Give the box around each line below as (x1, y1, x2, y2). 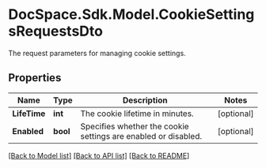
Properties (8, 71, 62, 84)
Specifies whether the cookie (80, 121, 189, 132)
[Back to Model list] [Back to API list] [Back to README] (8, 151, 190, 160)
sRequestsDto (8, 22, 103, 40)
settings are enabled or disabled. (80, 130, 203, 141)
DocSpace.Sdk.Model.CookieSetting (8, 6, 255, 24)
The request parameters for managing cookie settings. (8, 48, 186, 58)
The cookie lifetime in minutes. (80, 108, 194, 119)
